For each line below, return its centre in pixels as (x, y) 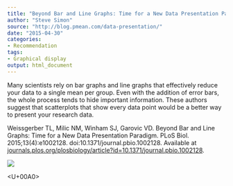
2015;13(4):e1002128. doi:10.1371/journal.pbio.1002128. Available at (102, 142)
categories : (24, 40)
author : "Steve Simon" (40, 20)
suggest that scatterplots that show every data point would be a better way (114, 107)
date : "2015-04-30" (35, 33)
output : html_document (40, 65)
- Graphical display (37, 59)
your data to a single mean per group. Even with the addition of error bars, (113, 92)
